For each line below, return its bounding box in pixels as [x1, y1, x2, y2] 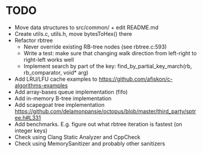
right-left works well [23, 56, 74, 63]
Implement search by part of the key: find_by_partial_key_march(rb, [23, 62, 192, 70]
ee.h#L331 [14, 114, 41, 121]
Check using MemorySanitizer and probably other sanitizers [14, 140, 165, 147]
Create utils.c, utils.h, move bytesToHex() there [14, 30, 132, 37]
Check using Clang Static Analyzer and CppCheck [14, 133, 140, 140]
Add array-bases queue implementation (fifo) [14, 88, 128, 95]
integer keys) [14, 127, 48, 134]
